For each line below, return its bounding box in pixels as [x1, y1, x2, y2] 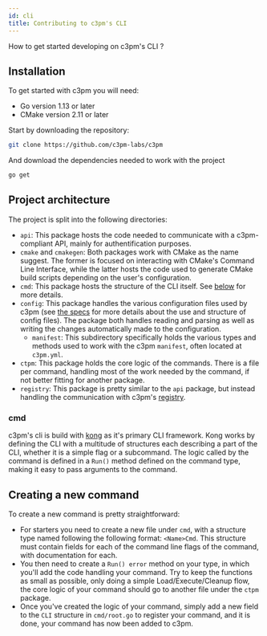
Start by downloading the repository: [8, 125, 130, 135]
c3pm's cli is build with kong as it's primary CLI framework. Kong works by [8, 430, 255, 440]
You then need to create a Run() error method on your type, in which [19, 559, 250, 569]
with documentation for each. [19, 550, 118, 560]
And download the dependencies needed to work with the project [8, 156, 225, 165]
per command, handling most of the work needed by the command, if [19, 366, 250, 376]
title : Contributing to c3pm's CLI [8, 19, 127, 27]
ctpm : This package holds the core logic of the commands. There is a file [19, 358, 260, 368]
